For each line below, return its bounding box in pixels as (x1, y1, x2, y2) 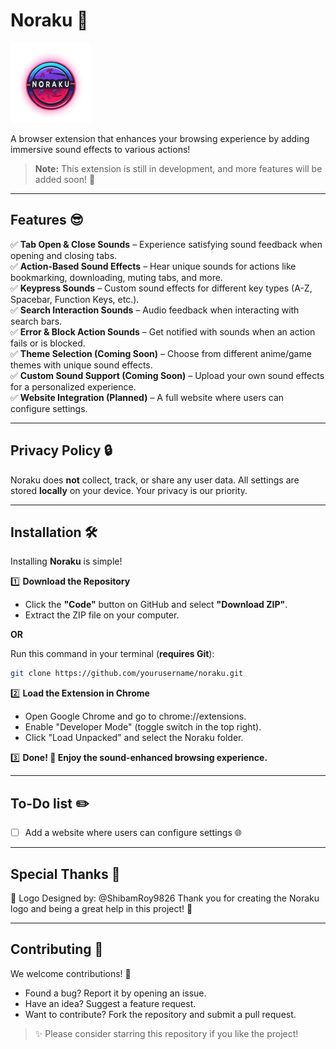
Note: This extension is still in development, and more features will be (34, 162, 323, 174)
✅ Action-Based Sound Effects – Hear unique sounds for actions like (10, 260, 297, 272)
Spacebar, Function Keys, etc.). (10, 293, 140, 305)
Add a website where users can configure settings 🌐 (24, 827, 242, 839)
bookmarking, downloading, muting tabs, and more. (10, 271, 223, 283)
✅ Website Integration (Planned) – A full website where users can (10, 391, 285, 403)
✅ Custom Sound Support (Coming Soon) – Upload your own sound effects (10, 369, 325, 381)
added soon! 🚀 (34, 173, 96, 185)
